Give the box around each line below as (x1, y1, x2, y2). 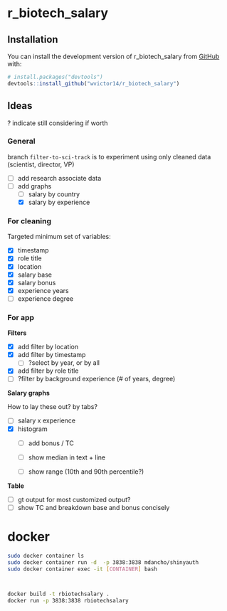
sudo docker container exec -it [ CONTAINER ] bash (7, 565, 158, 573)
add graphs (17, 181, 52, 190)
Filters (7, 329, 27, 337)
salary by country (28, 190, 80, 198)
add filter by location (17, 343, 79, 351)
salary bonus (17, 278, 56, 287)
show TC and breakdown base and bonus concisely (17, 503, 170, 511)
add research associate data (17, 174, 102, 182)
